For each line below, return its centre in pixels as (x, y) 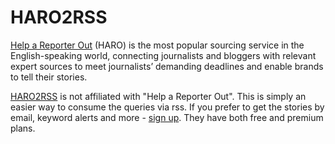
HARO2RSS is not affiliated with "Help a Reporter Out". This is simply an (158, 96)
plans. (23, 128)
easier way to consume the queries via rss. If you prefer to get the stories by (167, 107)
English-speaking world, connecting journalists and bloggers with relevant (163, 55)
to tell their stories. (49, 77)
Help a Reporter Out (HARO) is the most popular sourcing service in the (157, 45)
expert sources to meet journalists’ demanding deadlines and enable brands (167, 66)
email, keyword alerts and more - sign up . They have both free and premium (167, 117)
